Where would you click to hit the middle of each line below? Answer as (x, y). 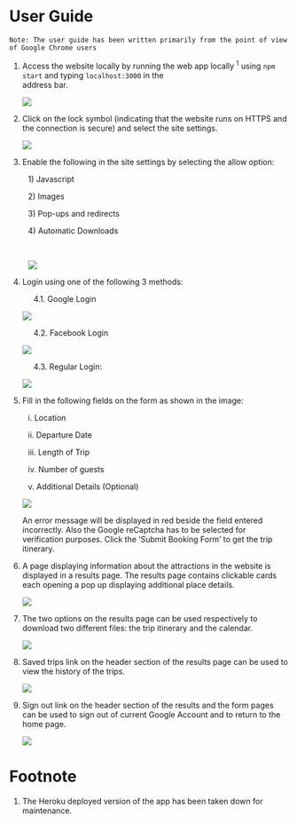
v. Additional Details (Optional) (83, 487)
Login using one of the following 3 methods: (102, 281)
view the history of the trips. (74, 671)
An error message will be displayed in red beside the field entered (142, 520)
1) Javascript (51, 178)
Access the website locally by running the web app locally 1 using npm (148, 65)
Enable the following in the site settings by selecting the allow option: (148, 162)
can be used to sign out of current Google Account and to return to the (151, 714)
